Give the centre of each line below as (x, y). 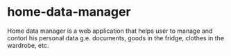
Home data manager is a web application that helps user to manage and (110, 31)
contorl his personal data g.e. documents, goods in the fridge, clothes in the (115, 38)
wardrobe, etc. (28, 45)
